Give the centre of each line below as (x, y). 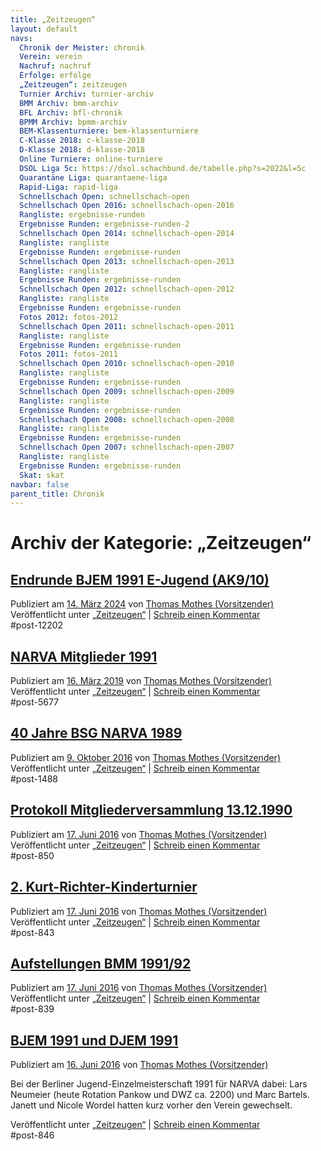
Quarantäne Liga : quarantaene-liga (93, 177)
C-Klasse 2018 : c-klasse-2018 (82, 141)
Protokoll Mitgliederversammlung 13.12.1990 (151, 810)
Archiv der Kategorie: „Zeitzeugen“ (161, 543)
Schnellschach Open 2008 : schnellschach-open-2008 (127, 419)
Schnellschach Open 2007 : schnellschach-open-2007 (127, 447)
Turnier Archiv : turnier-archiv (87, 94)
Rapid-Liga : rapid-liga (68, 187)
